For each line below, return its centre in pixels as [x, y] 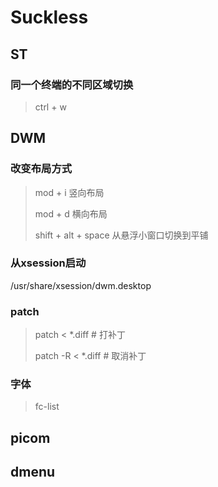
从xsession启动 [48, 263]
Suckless [49, 17]
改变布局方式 [41, 169]
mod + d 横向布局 [71, 213]
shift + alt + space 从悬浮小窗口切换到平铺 [121, 235]
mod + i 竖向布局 [69, 192]
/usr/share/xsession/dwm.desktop [81, 285]
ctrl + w [50, 107]
